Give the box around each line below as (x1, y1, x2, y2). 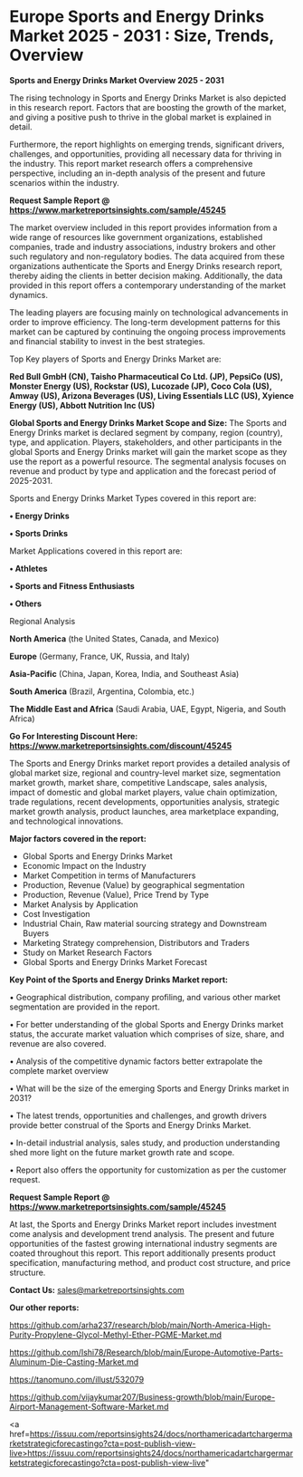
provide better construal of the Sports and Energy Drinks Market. (9, 1119, 251, 1130)
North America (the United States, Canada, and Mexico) (9, 632, 220, 644)
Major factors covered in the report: (9, 833, 147, 844)
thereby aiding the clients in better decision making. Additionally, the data (9, 270, 283, 281)
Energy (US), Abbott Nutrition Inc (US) (9, 400, 156, 410)
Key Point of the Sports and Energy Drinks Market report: (9, 974, 229, 985)
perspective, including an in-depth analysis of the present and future (9, 168, 266, 179)
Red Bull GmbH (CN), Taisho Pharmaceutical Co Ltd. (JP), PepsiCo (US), (9, 371, 283, 381)
